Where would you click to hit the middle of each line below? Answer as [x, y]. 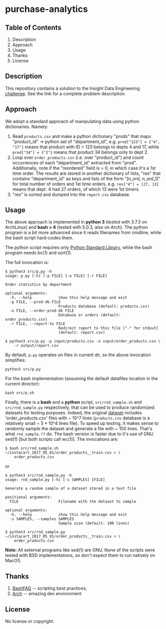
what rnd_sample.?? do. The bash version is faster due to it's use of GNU [79, 434]
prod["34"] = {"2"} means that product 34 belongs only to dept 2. [80, 152]
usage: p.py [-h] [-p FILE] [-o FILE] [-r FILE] [56, 276]
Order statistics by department [38, 285]
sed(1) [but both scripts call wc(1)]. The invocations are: [62, 439]
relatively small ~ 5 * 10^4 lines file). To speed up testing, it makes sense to [82, 423]
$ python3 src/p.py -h [28, 272]
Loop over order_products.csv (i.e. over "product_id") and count [78, 157]
